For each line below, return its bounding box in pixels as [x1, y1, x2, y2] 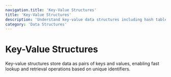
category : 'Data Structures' [5, 21, 67, 27]
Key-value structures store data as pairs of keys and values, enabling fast [5, 61, 159, 67]
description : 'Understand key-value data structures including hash [5, 17, 154, 22]
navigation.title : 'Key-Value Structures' [5, 7, 97, 13]
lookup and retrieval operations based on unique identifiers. [5, 66, 131, 72]
